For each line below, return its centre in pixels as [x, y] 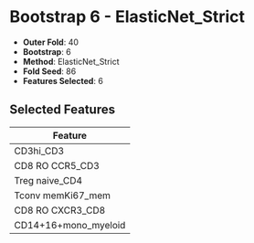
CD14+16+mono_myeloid [70, 225]
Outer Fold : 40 [51, 42]
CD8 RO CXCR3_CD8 [60, 210]
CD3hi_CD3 [39, 151]
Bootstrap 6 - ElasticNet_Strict [127, 17]
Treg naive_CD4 [48, 180]
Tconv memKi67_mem [63, 195]
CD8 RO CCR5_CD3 [57, 165]
